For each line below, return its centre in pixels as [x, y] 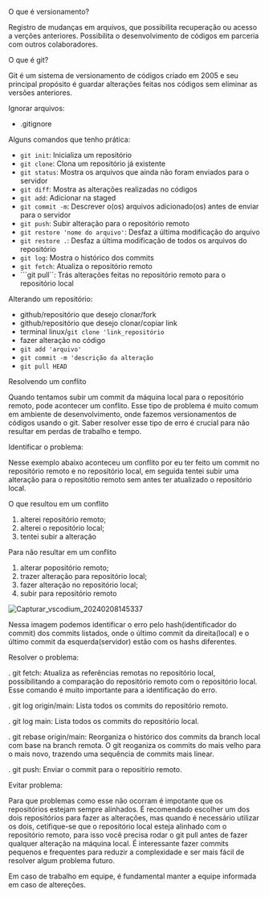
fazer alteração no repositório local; [79, 585]
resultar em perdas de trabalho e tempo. [75, 431]
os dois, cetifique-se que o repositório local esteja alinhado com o [118, 826]
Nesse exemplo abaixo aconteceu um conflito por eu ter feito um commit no [134, 463]
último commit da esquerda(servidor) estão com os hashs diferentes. [122, 642]
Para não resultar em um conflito [62, 552]
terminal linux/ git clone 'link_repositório [92, 332]
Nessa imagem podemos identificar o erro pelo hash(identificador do [122, 624]
